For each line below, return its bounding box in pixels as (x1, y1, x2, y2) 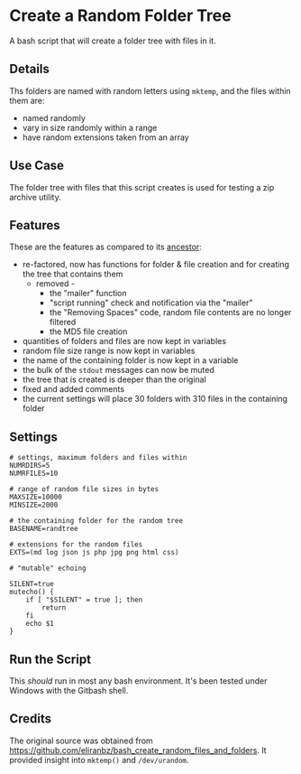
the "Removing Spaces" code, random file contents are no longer (49, 307, 292, 318)
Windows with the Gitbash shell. (9, 685, 129, 695)
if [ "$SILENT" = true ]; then (25, 595, 143, 605)
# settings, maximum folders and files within (9, 453, 187, 462)
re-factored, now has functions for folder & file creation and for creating (22, 259, 290, 270)
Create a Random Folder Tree (9, 5, 232, 26)
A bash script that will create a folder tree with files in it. (9, 35, 216, 46)
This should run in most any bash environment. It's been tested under (9, 676, 268, 686)
